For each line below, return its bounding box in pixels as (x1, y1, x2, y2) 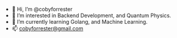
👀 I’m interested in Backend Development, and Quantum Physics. (11, 12, 172, 19)
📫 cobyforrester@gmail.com (11, 25, 83, 32)
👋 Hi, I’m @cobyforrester (11, 6, 73, 12)
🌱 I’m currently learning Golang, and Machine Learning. (11, 18, 148, 25)
